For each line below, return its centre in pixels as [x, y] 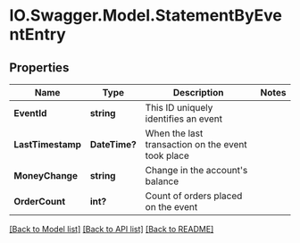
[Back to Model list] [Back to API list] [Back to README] [112, 229]
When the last [174, 133]
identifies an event [184, 119]
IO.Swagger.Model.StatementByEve [146, 16]
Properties [39, 67]
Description [198, 92]
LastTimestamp [48, 144]
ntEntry [38, 34]
